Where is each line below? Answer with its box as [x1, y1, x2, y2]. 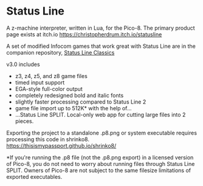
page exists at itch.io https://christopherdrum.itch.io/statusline [6, 30, 162, 38]
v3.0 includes [6, 61, 41, 68]
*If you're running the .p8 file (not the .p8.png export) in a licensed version [6, 153, 194, 161]
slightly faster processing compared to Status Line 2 [15, 98, 146, 105]
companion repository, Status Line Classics [6, 48, 115, 56]
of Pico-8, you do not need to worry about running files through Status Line [6, 160, 195, 167]
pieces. [15, 117, 34, 125]
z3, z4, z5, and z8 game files [15, 72, 88, 79]
